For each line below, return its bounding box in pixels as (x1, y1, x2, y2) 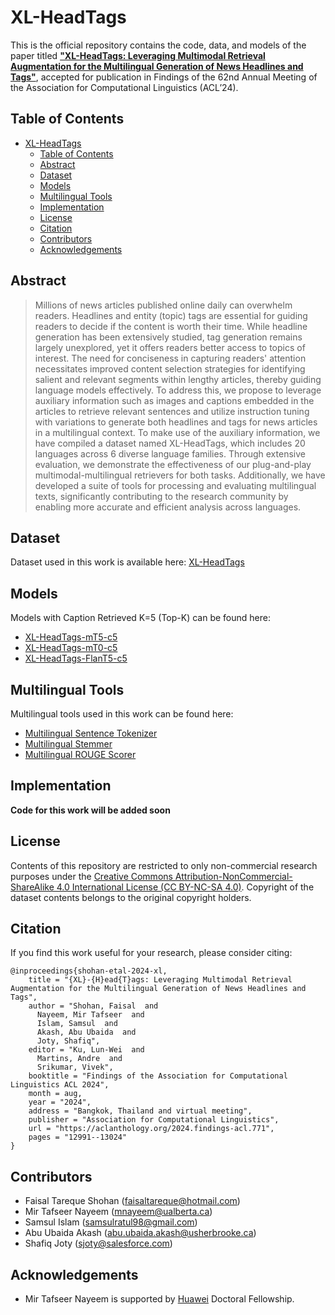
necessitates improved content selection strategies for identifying (34, 362, 306, 375)
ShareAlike (10, 881, 55, 893)
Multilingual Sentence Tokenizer (24, 727, 158, 739)
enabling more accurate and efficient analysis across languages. (34, 501, 302, 513)
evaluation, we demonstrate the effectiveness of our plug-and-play (34, 458, 312, 470)
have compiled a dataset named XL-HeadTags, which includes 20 (34, 437, 306, 449)
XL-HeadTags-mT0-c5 (24, 642, 118, 654)
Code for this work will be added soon (10, 804, 171, 816)
